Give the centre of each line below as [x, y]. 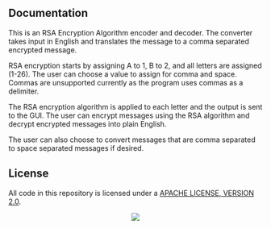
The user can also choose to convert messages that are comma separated [132, 139]
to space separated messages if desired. [76, 148]
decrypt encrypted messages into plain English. [88, 123]
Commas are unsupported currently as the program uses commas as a [126, 82]
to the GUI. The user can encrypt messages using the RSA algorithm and [129, 115]
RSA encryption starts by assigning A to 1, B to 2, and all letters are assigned [135, 65]
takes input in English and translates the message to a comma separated [129, 41]
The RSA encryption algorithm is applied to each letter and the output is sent [135, 106]
